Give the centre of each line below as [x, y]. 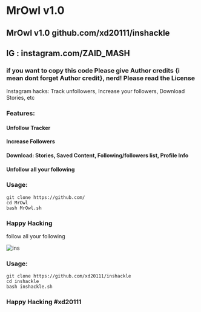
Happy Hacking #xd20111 [44, 302]
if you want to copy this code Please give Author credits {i [93, 70]
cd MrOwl [17, 203]
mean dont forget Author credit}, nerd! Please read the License [101, 78]
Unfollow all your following [41, 169]
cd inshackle [23, 282]
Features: [21, 114]
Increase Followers [31, 141]
